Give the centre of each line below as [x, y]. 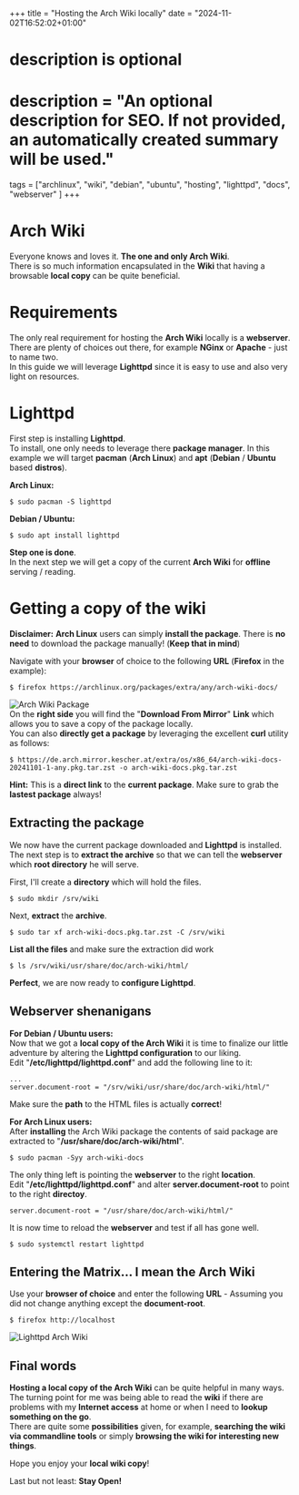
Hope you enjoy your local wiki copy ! [80, 1464]
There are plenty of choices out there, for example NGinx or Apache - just [149, 347]
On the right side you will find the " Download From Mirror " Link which [142, 713]
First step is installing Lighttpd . [67, 438]
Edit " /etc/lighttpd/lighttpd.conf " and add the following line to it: [131, 1062]
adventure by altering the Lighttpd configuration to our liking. [125, 1052]
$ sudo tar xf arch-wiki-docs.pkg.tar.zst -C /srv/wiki [117, 932]
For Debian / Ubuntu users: [61, 1033]
